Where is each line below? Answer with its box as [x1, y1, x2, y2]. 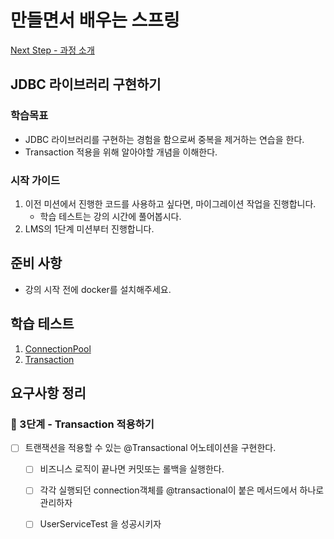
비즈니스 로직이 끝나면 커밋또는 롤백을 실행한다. [39, 463, 225, 475]
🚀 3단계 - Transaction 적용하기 [10, 417, 155, 431]
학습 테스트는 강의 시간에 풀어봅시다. [39, 210, 182, 222]
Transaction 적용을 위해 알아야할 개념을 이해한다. [24, 146, 218, 158]
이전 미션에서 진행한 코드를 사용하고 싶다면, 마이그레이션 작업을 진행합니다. [24, 197, 317, 210]
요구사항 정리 [10, 384, 87, 401]
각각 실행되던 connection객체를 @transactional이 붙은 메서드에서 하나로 [39, 484, 325, 496]
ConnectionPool [24, 342, 92, 355]
